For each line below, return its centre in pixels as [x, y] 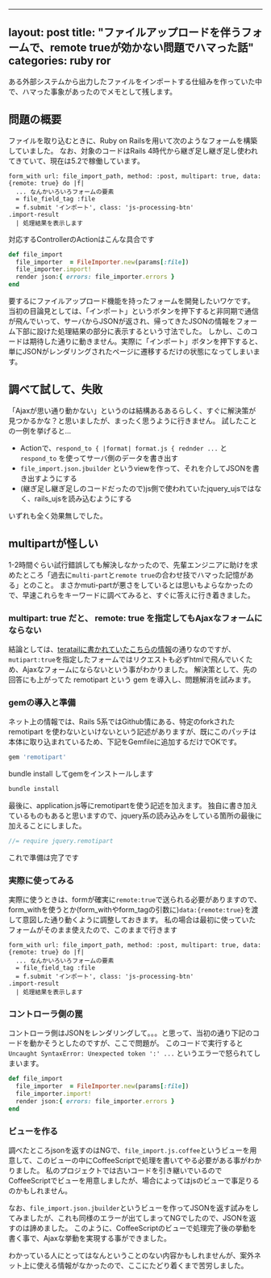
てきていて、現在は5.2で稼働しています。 [77, 161]
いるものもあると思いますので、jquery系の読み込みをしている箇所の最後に [138, 815]
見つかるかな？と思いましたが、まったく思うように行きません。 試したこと [133, 421]
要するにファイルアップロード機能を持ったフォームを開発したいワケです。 [132, 301]
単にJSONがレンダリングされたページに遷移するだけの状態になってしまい [131, 351]
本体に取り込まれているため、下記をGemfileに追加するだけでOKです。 [125, 742]
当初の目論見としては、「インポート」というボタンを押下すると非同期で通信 [134, 311]
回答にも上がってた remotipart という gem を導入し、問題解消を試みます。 [132, 679]
